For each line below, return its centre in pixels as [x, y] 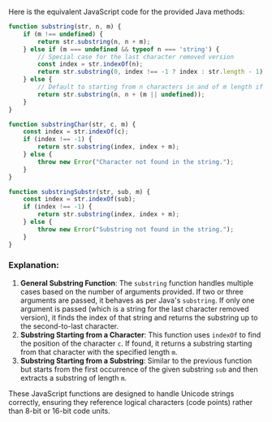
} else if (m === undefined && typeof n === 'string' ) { [121, 49]
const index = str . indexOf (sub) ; [80, 199]
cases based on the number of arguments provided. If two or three [132, 291]
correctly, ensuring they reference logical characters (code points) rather [131, 402]
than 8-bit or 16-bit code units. [60, 411]
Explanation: [34, 265]
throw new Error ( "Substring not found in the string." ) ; [136, 229]
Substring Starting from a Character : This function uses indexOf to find [140, 334]
